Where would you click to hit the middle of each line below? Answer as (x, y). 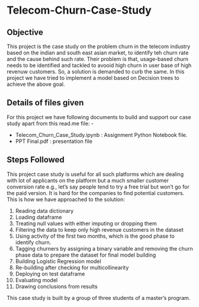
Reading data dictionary (44, 210)
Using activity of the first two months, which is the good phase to (95, 236)
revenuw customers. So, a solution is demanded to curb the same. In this (96, 71)
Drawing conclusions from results (56, 286)
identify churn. (33, 242)
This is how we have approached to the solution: (66, 199)
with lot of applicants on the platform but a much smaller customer (88, 180)
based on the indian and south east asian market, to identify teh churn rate (98, 53)
